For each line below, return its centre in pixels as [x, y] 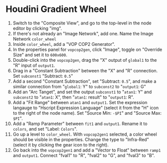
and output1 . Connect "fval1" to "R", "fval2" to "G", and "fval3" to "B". [84, 155]
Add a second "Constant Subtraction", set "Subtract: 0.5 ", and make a [84, 81]
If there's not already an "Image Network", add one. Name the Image [83, 33]
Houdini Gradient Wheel [56, 9]
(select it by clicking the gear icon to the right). [61, 145]
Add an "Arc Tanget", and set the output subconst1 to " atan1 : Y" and [82, 92]
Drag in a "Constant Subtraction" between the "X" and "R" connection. [85, 70]
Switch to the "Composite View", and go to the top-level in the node [82, 23]
